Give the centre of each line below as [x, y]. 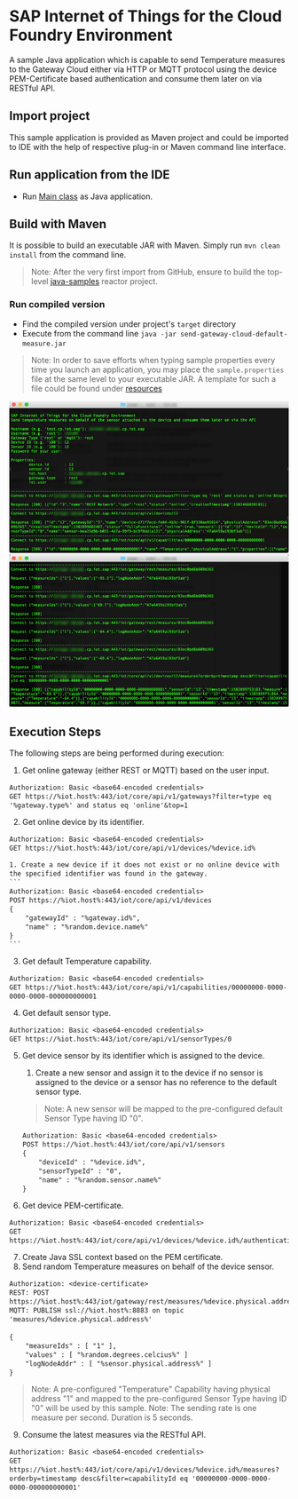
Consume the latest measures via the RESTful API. [114, 1435]
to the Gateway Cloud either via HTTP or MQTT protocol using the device [143, 69]
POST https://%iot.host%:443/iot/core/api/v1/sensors [123, 1145]
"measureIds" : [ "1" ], [71, 1346]
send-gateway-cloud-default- [234, 334]
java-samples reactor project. [104, 282]
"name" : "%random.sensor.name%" [100, 1180]
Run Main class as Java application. [87, 196]
